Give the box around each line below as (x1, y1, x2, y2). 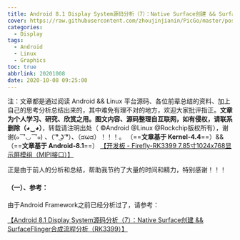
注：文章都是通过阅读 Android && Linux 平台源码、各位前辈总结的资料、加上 (7, 97, 231, 105)
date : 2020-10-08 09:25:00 (7, 76, 88, 84)
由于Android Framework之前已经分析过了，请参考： (7, 200, 159, 209)
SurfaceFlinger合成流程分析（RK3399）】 (7, 224, 129, 233)
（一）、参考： (7, 183, 49, 192)
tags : (7, 37, 24, 44)
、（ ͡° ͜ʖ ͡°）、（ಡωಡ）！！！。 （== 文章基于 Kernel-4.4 (44, 132, 201, 141)
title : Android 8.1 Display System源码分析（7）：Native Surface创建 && (7, 10, 216, 18)
